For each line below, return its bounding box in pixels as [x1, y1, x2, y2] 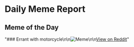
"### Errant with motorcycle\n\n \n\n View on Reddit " [4, 36, 130, 42]
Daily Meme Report [4, 3, 86, 15]
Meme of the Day [4, 23, 59, 32]
